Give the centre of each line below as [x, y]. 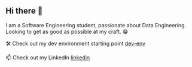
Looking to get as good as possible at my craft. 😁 [67, 31]
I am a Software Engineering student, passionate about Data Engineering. [96, 25]
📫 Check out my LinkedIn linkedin [48, 58]
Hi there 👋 [24, 11]
